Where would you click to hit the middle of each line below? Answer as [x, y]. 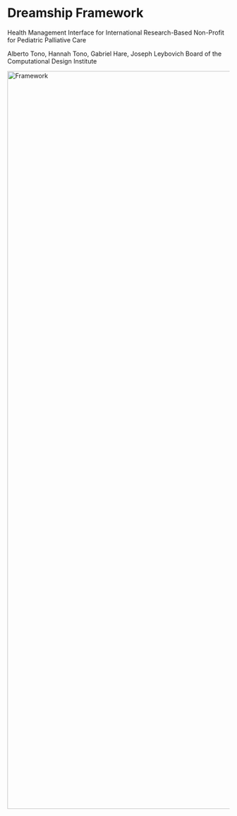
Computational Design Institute [52, 61]
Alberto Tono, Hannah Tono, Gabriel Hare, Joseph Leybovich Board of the [115, 54]
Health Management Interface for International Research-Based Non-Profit [116, 32]
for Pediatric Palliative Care [47, 39]
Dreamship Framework [75, 13]
